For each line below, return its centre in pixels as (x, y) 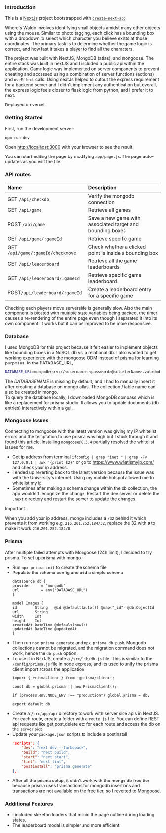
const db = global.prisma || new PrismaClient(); (64, 687)
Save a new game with (114, 218)
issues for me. (20, 447)
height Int (27, 621)
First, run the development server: (40, 128)
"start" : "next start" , (46, 757)
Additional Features (29, 804)
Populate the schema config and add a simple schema (67, 572)
